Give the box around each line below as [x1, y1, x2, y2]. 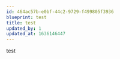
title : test [6, 20, 36, 26]
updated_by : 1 [6, 25, 42, 32]
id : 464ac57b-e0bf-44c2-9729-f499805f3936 [6, 8, 114, 15]
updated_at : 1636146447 [6, 31, 66, 37]
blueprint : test [6, 14, 47, 20]
